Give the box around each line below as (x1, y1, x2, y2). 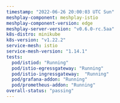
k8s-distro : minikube (6, 32, 61, 38)
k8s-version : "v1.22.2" (6, 37, 66, 43)
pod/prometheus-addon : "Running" (11, 82, 96, 88)
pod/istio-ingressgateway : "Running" (11, 71, 110, 77)
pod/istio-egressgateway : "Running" (11, 65, 104, 71)
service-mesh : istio (6, 43, 58, 49)
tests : (6, 54, 23, 60)
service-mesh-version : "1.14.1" (6, 48, 87, 55)
